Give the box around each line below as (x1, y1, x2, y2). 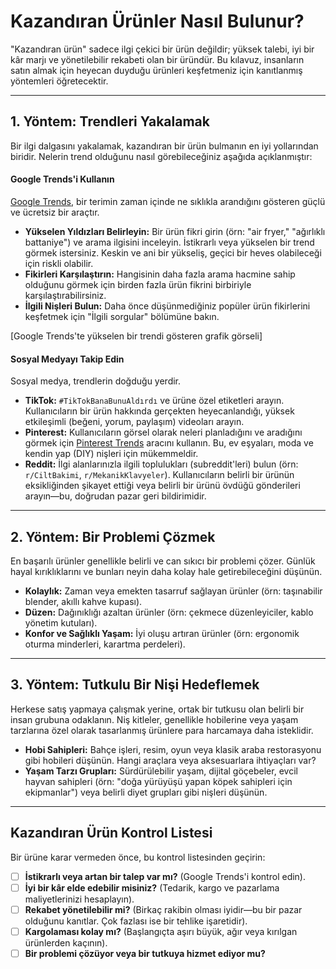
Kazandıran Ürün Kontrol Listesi (10, 825, 213, 842)
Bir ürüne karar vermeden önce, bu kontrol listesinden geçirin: (10, 851, 266, 863)
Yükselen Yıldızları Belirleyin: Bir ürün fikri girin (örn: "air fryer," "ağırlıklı (24, 225, 326, 237)
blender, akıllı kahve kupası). (24, 595, 143, 607)
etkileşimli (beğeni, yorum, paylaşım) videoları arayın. (24, 416, 245, 428)
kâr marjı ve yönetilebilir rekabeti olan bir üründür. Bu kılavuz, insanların (10, 53, 305, 65)
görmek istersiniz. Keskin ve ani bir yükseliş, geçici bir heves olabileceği (24, 246, 322, 259)
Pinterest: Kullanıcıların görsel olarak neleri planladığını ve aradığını (24, 426, 303, 439)
